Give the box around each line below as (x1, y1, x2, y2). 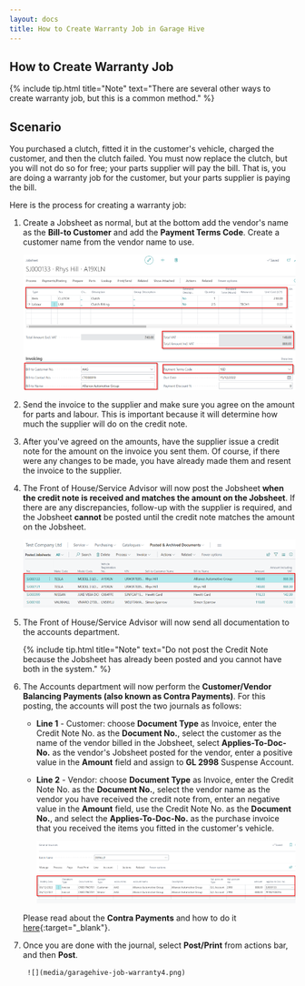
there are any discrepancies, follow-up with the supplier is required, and (22, 501, 292, 513)
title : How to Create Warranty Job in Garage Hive (9, 24, 205, 34)
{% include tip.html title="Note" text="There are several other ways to (9, 83, 271, 95)
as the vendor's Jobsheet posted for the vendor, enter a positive (52, 747, 293, 759)
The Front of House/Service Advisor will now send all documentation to (22, 617, 290, 628)
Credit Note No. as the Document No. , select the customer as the (35, 728, 281, 739)
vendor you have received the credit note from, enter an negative (35, 794, 280, 805)
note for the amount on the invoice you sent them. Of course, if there (22, 446, 280, 457)
